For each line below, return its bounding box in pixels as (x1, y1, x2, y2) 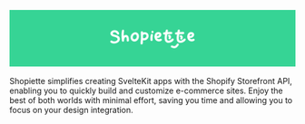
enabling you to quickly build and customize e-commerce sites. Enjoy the (9, 85, 283, 96)
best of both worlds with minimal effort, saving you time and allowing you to (9, 95, 293, 106)
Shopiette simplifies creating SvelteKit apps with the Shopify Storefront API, (9, 76, 293, 87)
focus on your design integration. (9, 105, 133, 116)
